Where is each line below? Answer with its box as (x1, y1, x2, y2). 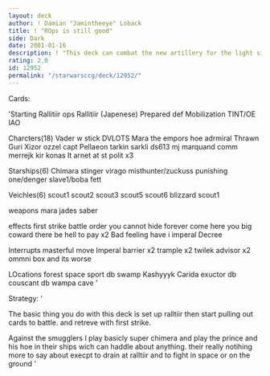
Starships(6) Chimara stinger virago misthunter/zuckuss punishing (8, 166, 228, 175)
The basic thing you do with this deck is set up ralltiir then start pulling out (8, 309, 253, 318)
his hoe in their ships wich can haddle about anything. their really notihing (8, 341, 253, 351)
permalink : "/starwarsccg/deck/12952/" (8, 72, 142, 80)
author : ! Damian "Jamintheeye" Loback (8, 19, 142, 27)
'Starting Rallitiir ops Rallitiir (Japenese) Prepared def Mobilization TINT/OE (8, 109, 256, 119)
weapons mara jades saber (8, 206, 98, 215)
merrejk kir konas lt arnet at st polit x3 (8, 150, 134, 160)
